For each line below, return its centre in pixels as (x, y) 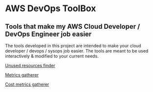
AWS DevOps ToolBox (51, 9)
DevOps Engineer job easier (48, 34)
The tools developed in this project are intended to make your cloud (73, 46)
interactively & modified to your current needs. (52, 56)
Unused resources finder (30, 65)
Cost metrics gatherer (27, 84)
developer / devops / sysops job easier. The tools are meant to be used (77, 51)
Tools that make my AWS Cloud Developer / (73, 27)
